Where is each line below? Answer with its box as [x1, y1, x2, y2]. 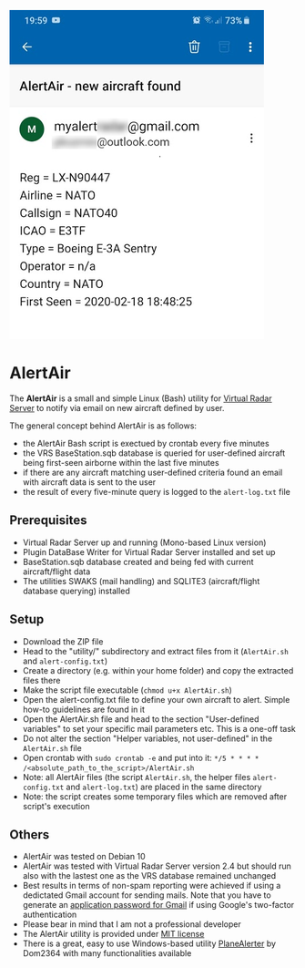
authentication [22, 909, 77, 921]
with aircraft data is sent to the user [22, 476, 157, 488]
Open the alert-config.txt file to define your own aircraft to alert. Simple [22, 694, 290, 705]
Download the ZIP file [22, 635, 104, 647]
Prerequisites [9, 512, 87, 529]
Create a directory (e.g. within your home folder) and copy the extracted [22, 664, 294, 675]
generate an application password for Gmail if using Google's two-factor [22, 900, 295, 911]
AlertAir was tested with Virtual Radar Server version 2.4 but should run [22, 860, 291, 871]
